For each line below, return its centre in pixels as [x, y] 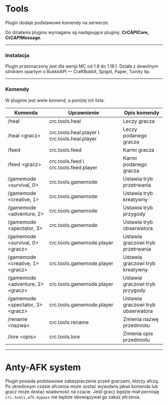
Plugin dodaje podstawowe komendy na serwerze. [57, 23]
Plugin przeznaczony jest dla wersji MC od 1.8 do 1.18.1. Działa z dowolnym [82, 66]
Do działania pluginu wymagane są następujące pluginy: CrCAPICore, [77, 32]
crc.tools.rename [69, 322]
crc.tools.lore [64, 336]
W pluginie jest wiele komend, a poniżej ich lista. [55, 100]
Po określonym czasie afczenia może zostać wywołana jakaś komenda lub [82, 386]
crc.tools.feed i [67, 161]
